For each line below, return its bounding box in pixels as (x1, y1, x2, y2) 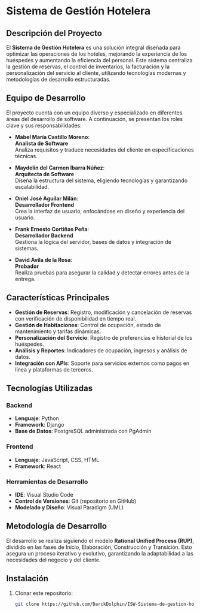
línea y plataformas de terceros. (14, 366, 94, 373)
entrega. (14, 275, 36, 282)
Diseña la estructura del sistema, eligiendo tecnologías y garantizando (14, 177, 188, 184)
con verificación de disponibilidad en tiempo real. (14, 315, 137, 322)
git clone (14, 601, 40, 607)
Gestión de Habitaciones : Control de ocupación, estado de (14, 321, 161, 328)
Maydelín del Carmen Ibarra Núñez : (14, 164, 105, 171)
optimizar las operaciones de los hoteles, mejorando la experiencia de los (6, 50, 187, 58)
